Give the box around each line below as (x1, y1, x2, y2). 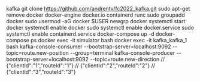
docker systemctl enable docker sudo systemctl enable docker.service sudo (6, 24, 195, 31)
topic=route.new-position (6, 49, 69, 56)
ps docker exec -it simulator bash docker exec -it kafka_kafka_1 (31, 37, 187, 43)
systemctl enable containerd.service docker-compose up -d (6, 30, 154, 38)
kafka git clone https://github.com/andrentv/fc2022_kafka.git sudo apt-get (6, 5, 190, 12)
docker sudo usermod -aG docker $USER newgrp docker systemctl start (6, 18, 186, 24)
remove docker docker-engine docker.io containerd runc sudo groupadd (6, 11, 185, 18)
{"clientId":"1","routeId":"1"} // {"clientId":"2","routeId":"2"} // (6, 62, 156, 69)
